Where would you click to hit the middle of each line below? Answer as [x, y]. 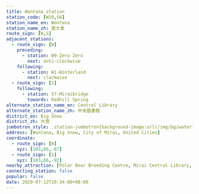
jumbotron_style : [28, 127]
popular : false [25, 177]
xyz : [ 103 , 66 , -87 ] [39, 149]
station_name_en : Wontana [38, 22]
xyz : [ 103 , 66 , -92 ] [39, 160]
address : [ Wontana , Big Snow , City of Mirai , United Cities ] [83, 133]
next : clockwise [47, 77]
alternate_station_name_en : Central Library [62, 105]
